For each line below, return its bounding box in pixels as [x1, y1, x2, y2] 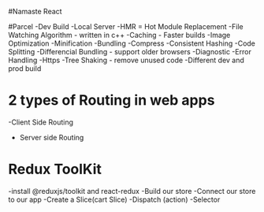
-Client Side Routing [8, 117, 73, 127]
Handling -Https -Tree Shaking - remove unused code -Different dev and [8, 55, 244, 65]
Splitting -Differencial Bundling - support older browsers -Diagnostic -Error [8, 47, 252, 56]
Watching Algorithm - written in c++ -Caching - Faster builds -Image [8, 31, 231, 39]
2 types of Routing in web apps [8, 91, 215, 110]
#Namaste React [8, 7, 62, 16]
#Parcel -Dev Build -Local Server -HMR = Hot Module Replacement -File [8, 22, 244, 31]
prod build [8, 64, 42, 73]
